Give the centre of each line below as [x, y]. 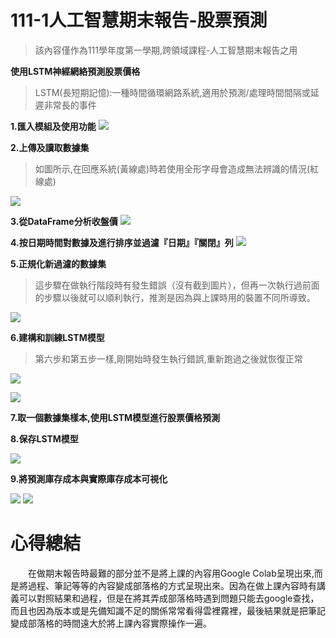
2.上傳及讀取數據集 [50, 147]
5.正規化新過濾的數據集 [58, 263]
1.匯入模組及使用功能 [53, 126]
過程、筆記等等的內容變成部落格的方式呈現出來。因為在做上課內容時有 [172, 585]
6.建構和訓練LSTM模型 [57, 337]
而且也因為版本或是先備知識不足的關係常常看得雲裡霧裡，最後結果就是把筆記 [168, 610]
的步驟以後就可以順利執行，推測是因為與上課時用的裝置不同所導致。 [175, 297]
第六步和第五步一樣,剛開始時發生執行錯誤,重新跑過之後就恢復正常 [168, 358]
